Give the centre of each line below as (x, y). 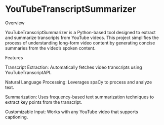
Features (14, 57)
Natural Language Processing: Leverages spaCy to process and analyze (79, 82)
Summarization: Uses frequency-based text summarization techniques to (80, 97)
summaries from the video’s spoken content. (50, 48)
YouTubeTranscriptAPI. (28, 72)
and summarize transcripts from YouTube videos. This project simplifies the (82, 38)
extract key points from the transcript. (44, 102)
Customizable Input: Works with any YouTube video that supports (72, 112)
